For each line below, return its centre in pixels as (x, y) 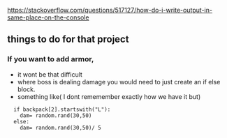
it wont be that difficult (50, 74)
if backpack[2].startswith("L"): (62, 109)
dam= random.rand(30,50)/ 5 (60, 128)
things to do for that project (68, 39)
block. (26, 89)
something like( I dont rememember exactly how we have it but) (109, 96)
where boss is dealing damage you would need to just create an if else (119, 82)
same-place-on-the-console (48, 17)
